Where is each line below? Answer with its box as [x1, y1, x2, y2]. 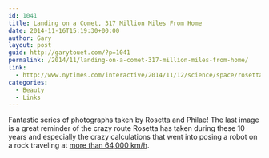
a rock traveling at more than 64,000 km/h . [8, 140, 150, 150]
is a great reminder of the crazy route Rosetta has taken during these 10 [8, 124, 246, 133]
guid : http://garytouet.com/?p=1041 [8, 49, 130, 57]
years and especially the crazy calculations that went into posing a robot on [8, 132, 258, 142]
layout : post [8, 41, 52, 49]
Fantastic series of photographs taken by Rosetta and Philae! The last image [8, 115, 259, 124]
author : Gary [8, 34, 52, 42]
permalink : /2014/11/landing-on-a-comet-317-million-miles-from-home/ [8, 57, 249, 65]
